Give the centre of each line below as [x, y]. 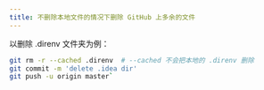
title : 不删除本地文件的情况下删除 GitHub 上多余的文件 [103, 17]
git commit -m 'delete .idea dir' [74, 68]
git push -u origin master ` [62, 77]
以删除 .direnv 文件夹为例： [59, 43]
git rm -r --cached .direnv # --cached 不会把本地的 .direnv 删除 [132, 60]
